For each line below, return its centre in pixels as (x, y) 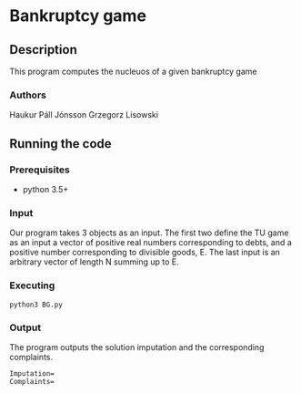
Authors (28, 95)
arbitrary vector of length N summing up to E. (94, 262)
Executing (32, 285)
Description (43, 50)
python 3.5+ (45, 189)
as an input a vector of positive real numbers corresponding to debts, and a (151, 243)
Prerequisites (40, 170)
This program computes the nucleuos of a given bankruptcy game (133, 71)
